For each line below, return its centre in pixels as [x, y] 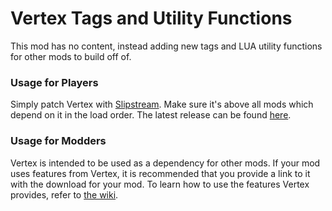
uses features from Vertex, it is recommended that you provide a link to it [160, 173]
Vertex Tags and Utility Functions [151, 18]
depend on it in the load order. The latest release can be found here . [151, 115]
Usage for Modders [58, 141]
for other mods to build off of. [71, 56]
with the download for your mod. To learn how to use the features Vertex [160, 184]
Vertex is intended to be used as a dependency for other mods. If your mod [165, 163]
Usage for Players [54, 82]
